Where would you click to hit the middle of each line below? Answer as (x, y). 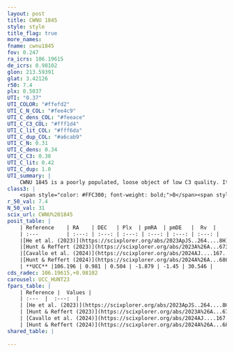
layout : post (26, 14)
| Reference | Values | (56, 292)
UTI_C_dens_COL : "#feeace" (46, 117)
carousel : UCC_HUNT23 (39, 280)
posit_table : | (29, 221)
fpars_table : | (29, 286)
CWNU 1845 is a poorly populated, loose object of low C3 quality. (119, 182)
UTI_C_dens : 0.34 (32, 150)
